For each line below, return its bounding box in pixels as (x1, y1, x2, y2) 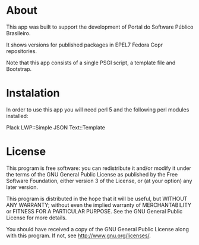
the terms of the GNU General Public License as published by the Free (6, 170, 178, 178)
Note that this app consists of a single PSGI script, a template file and (6, 59, 176, 66)
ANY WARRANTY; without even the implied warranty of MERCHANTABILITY (6, 201, 192, 209)
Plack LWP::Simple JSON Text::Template (6, 123, 106, 131)
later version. (6, 183, 39, 191)
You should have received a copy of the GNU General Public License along (6, 225, 189, 232)
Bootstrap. (6, 65, 32, 72)
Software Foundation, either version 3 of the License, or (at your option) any (6, 177, 192, 184)
